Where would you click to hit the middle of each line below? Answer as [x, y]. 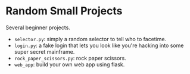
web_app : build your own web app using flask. [69, 64]
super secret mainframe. [44, 51]
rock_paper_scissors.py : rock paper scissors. [70, 58]
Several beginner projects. [38, 27]
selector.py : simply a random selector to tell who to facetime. [90, 39]
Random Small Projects [64, 11]
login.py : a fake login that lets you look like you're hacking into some [99, 45]
